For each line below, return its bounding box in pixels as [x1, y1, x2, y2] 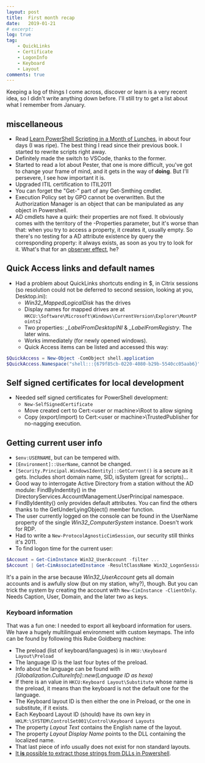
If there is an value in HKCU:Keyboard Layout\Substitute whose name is [15, 678, 193, 685]
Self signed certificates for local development [6, 378, 184, 388]
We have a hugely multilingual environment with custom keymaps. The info [6, 628, 195, 636]
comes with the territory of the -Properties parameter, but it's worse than [15, 219, 199, 227]
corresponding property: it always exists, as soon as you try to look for [15, 239, 193, 246]
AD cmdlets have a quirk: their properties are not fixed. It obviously [15, 213, 184, 221]
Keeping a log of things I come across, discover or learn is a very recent [6, 88, 187, 95]
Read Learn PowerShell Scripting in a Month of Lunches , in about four [15, 135, 191, 142]
